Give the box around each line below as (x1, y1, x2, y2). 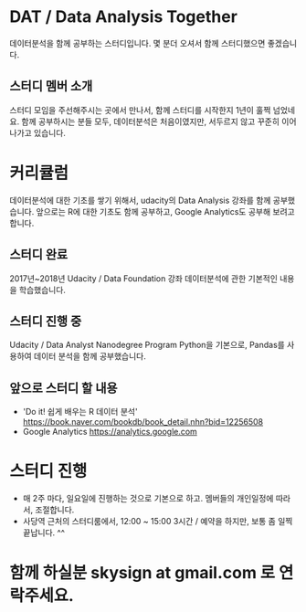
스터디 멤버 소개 (9, 79, 93, 94)
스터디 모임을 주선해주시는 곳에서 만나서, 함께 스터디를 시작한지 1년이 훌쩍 (9, 104, 271, 115)
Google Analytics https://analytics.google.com (22, 427, 198, 438)
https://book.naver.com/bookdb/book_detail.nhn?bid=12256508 (22, 417, 263, 427)
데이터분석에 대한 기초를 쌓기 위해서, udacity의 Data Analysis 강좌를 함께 (9, 195, 271, 206)
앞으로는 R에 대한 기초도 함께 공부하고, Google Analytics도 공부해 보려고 (36, 206, 295, 216)
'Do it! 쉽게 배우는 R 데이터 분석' (22, 406, 139, 417)
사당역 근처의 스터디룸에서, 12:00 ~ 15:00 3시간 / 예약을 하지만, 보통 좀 (22, 516, 276, 527)
